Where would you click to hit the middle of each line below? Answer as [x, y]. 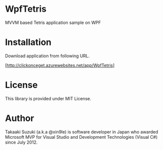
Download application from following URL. [47, 56]
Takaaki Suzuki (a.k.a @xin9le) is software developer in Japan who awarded [82, 132]
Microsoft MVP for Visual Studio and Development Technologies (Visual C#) [81, 137]
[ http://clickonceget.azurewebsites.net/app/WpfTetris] [60, 65]
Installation [28, 42]
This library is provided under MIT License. [48, 98]
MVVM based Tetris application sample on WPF [53, 22]
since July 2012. [21, 142]
